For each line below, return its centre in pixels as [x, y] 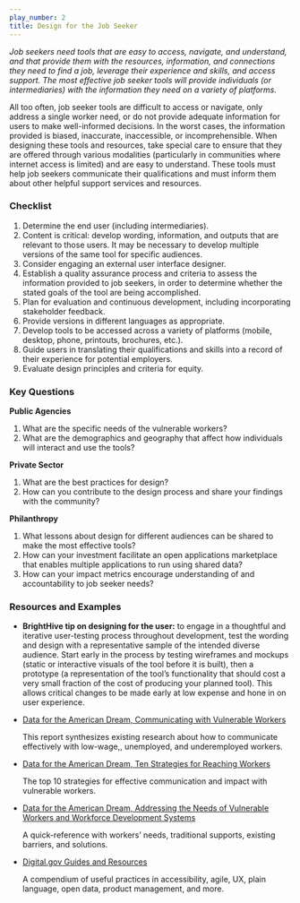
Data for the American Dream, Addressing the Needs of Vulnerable [146, 808]
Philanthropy [34, 519]
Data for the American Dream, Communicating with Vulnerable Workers [154, 720]
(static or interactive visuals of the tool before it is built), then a [138, 665]
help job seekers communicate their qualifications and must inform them [143, 173]
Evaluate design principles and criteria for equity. [113, 368]
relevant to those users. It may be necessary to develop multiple [141, 245]
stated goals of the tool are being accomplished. [111, 292]
